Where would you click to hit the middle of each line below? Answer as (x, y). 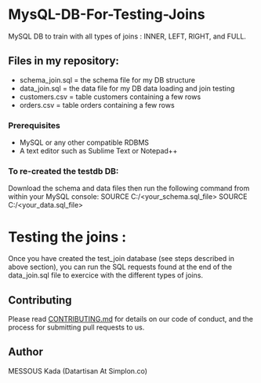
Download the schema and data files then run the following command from (129, 188)
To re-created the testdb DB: (63, 171)
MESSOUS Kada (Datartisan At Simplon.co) (78, 370)
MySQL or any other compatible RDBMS (84, 142)
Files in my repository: (64, 61)
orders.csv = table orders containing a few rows (97, 105)
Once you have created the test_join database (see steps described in (121, 259)
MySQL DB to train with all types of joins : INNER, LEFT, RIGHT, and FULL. (127, 36)
